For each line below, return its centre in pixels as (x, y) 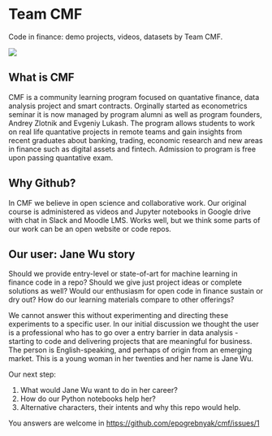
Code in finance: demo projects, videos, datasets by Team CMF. (116, 37)
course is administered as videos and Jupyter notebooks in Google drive (130, 211)
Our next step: (32, 374)
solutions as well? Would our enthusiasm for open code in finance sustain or (136, 291)
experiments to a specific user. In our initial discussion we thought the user (134, 324)
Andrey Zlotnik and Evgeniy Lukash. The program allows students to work (132, 123)
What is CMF (41, 78)
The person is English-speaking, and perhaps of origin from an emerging (130, 350)
